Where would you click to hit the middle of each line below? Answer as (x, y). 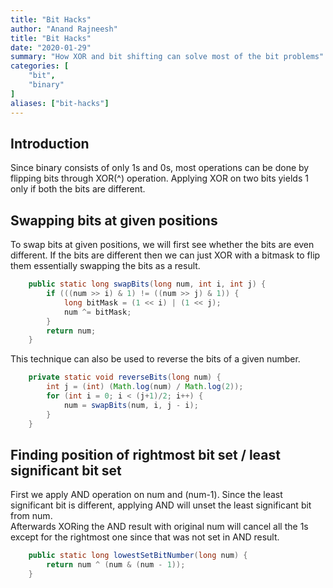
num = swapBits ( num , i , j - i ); (131, 405)
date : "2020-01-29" (51, 47)
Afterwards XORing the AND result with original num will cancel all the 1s (159, 527)
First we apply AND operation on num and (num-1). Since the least (146, 495)
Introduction (50, 143)
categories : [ (40, 66)
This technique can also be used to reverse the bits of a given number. (155, 359)
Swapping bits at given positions (114, 220)
